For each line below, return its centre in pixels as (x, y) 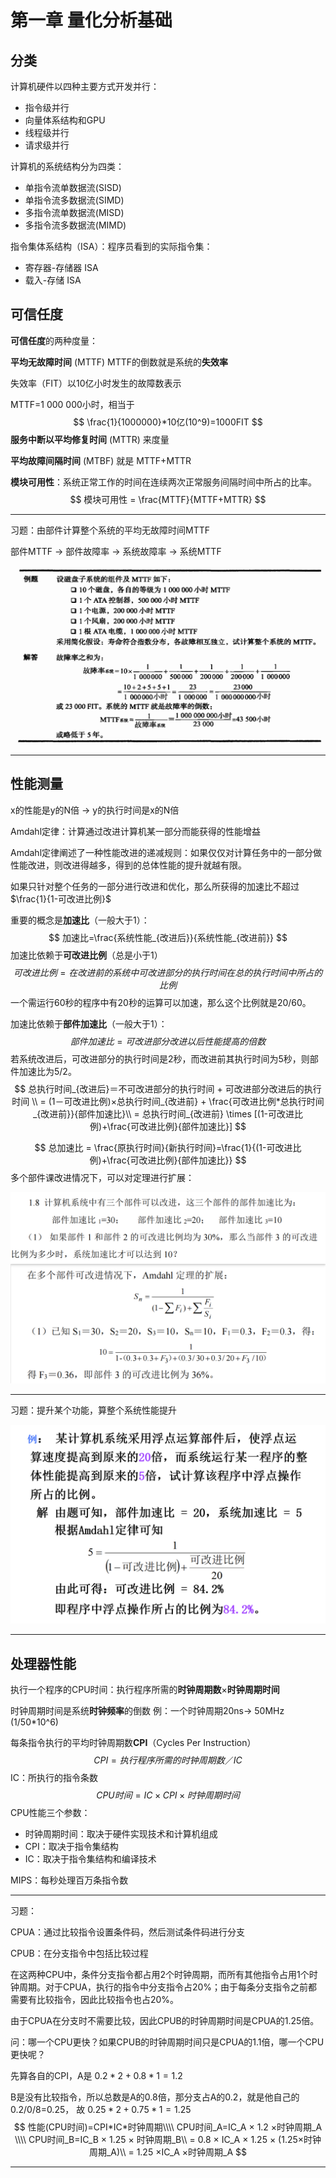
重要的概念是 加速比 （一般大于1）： (80, 920)
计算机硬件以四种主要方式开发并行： (85, 86)
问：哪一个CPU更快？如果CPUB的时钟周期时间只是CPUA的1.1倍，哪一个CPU (167, 2042)
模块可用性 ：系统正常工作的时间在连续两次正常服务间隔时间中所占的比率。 (163, 482)
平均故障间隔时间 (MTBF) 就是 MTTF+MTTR (101, 460)
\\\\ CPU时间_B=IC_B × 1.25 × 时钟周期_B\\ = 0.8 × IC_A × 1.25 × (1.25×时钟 (168, 2139)
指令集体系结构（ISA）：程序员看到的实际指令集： (111, 246)
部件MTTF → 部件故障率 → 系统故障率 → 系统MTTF (116, 551)
